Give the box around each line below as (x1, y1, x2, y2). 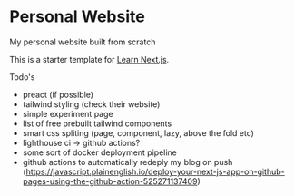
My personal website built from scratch (9, 36, 156, 47)
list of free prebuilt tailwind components (22, 118, 172, 129)
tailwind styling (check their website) (22, 98, 161, 110)
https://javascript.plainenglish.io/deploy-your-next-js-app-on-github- (25, 166, 285, 177)
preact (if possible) (22, 89, 93, 100)
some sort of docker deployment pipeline (22, 147, 177, 158)
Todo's (9, 71, 35, 83)
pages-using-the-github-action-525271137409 (22, 175, 198, 187)
